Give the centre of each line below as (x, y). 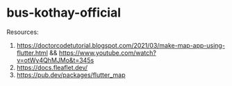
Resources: (23, 32)
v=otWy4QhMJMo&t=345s (55, 60)
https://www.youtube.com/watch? (108, 53)
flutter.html (32, 53)
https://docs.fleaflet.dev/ (52, 67)
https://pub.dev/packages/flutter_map (71, 75)
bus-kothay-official (64, 13)
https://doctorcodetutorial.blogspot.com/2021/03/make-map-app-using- (121, 45)
